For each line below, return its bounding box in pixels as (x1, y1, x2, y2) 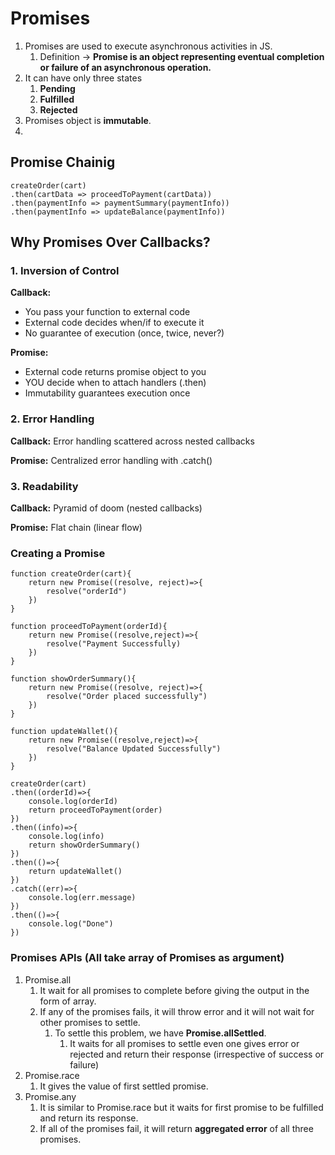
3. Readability (10, 479, 79, 493)
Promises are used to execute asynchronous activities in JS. (24, 40, 273, 52)
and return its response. (39, 1112, 139, 1124)
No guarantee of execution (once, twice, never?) (24, 327, 225, 339)
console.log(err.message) (28, 893, 137, 903)
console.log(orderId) (28, 797, 118, 807)
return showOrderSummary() (28, 840, 141, 851)
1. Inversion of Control (10, 264, 120, 278)
